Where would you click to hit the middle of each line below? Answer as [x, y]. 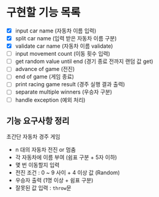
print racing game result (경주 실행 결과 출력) [70, 84]
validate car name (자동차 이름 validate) [64, 46]
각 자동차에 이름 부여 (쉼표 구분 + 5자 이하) [66, 157]
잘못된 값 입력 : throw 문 [43, 188]
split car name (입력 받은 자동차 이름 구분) [66, 38]
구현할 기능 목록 [43, 13]
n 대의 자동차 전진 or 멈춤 [46, 150]
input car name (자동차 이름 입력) [56, 31]
